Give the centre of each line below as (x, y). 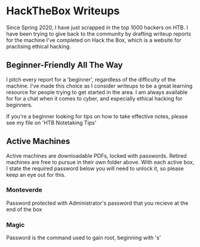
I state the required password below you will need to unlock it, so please (95, 168)
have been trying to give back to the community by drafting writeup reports (99, 33)
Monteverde (24, 190)
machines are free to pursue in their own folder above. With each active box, (100, 162)
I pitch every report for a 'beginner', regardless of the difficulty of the (91, 79)
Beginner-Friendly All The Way (64, 65)
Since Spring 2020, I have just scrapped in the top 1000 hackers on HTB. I (97, 27)
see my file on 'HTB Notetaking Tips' (51, 123)
